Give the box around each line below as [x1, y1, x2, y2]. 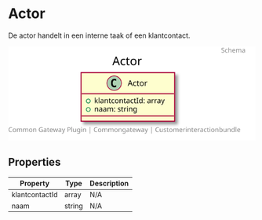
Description [89, 178, 129, 189]
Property [19, 178, 49, 189]
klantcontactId [11, 190, 58, 200]
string [64, 201, 84, 211]
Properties [8, 156, 61, 169]
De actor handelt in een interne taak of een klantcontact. [8, 31, 191, 40]
